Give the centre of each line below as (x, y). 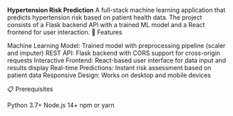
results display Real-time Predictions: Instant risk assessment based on (109, 68)
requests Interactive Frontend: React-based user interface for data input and (116, 60)
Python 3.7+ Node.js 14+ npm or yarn (61, 105)
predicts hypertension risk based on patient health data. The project (105, 17)
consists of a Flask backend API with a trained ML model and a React (106, 25)
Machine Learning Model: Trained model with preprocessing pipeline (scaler (116, 45)
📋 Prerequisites (30, 89)
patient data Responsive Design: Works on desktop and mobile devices (109, 75)
